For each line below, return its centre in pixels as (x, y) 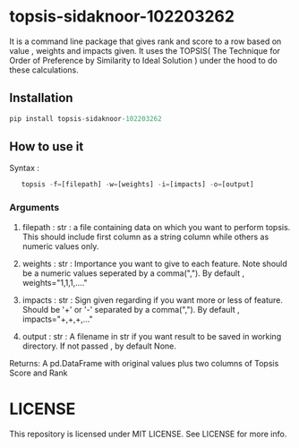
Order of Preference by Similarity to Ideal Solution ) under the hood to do (143, 60)
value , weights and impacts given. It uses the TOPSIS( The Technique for (145, 50)
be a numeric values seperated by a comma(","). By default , (133, 273)
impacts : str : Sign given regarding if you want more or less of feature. (153, 300)
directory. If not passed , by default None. (99, 346)
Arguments (34, 208)
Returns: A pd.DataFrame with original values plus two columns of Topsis (144, 363)
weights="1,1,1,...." (55, 282)
